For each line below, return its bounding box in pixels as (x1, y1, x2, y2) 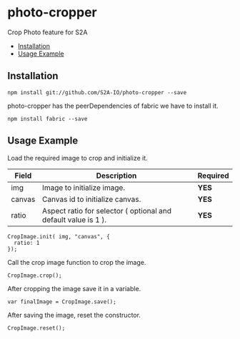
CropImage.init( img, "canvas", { (7, 233, 111, 240)
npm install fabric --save (7, 115, 88, 122)
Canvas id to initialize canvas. (41, 194, 141, 204)
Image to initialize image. (41, 183, 126, 193)
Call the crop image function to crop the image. (7, 258, 146, 266)
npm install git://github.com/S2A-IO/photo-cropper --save (7, 88, 187, 96)
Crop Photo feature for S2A (7, 28, 88, 36)
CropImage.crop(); (7, 272, 62, 279)
